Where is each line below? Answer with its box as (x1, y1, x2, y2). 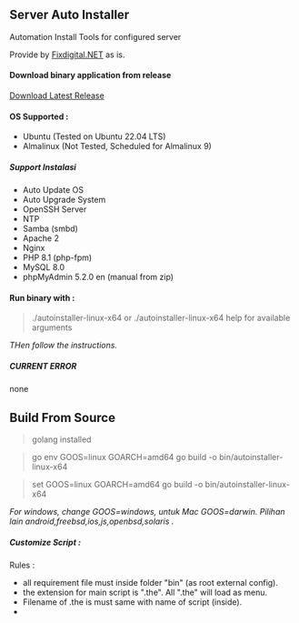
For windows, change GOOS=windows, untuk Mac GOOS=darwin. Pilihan (9, 507, 285, 517)
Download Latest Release (9, 90, 105, 101)
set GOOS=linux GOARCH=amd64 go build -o (31, 479, 204, 490)
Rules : (9, 559, 35, 571)
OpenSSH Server (22, 204, 87, 215)
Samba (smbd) (22, 223, 79, 235)
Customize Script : (9, 537, 82, 548)
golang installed (31, 434, 92, 445)
